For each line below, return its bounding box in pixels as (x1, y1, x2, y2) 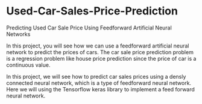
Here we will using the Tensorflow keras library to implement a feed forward (6, 85, 195, 93)
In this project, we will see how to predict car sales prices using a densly (6, 73, 186, 80)
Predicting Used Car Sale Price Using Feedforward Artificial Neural (6, 24, 172, 31)
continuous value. (6, 61, 51, 69)
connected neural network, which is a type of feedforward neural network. (6, 79, 192, 87)
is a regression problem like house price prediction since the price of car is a (6, 55, 197, 62)
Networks (6, 30, 31, 37)
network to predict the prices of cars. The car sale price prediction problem (6, 48, 194, 55)
